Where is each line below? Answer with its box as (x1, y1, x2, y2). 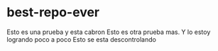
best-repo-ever (6, 4, 100, 21)
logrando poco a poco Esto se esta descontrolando (6, 35, 157, 43)
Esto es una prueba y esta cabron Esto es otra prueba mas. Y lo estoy (6, 28, 211, 36)
